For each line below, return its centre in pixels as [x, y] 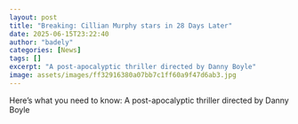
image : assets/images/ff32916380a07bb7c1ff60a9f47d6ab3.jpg [123, 75]
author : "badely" [41, 42]
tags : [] [25, 58]
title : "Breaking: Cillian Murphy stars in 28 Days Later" [121, 26]
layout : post [33, 17]
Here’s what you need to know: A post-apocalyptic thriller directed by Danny [149, 100]
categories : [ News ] [45, 50]
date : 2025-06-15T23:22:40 [59, 34]
